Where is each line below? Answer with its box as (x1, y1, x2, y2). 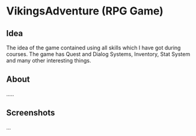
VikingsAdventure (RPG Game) (6, 4, 164, 18)
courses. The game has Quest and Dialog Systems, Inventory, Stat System (6, 51, 191, 58)
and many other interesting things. (6, 57, 91, 64)
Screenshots (6, 108, 55, 118)
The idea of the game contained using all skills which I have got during (6, 44, 181, 51)
